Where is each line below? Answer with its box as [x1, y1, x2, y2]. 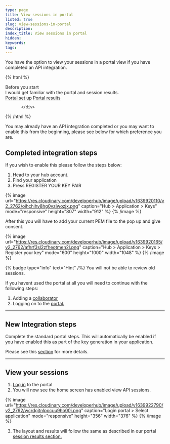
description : [5, 26, 33, 31]
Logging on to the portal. [12, 301, 65, 307]
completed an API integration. [5, 64, 67, 70]
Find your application [12, 177, 57, 183]
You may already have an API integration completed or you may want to [5, 123, 154, 129]
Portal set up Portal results [5, 95, 61, 101]
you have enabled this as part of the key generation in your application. [5, 339, 154, 345]
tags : [5, 45, 17, 50]
